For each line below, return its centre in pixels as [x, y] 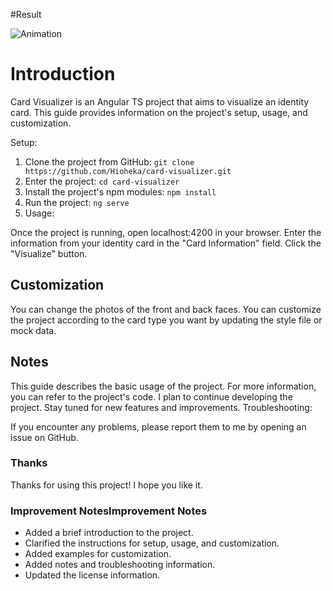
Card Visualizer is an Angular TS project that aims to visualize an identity [160, 101]
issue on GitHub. [44, 437]
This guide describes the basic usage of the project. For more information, [163, 386]
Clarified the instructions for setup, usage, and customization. [152, 543]
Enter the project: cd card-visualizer [102, 181]
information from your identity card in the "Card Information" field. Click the [166, 243]
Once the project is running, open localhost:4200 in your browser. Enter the [166, 232]
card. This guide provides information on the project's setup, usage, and [159, 112]
